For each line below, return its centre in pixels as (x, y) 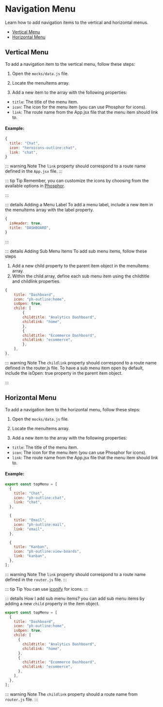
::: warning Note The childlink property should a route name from (72, 694)
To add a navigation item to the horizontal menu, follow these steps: (73, 409)
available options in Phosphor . (35, 186)
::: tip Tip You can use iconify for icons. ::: (47, 589)
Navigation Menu (41, 9)
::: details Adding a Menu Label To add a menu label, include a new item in (79, 205)
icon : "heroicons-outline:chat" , (43, 148)
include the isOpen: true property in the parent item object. (64, 373)
